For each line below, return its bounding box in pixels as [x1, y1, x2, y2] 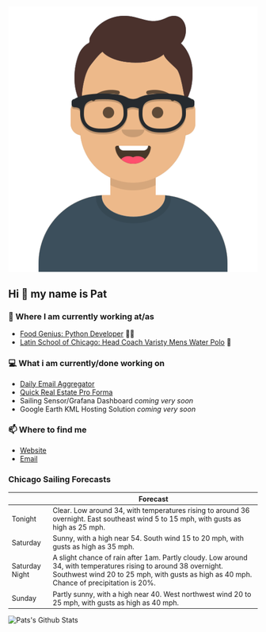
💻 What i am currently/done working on [8, 358, 165, 369]
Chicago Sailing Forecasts [8, 473, 111, 484]
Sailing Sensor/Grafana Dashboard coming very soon [19, 395, 194, 405]
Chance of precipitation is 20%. [52, 578, 156, 588]
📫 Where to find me [8, 424, 87, 435]
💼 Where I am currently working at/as [8, 310, 154, 322]
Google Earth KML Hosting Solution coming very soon [19, 404, 196, 414]
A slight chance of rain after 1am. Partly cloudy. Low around [52, 553, 248, 562]
